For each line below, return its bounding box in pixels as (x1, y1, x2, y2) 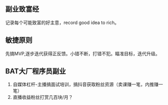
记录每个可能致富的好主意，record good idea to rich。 (5, 19, 119, 26)
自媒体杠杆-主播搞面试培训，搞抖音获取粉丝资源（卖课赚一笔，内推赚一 (12, 81, 163, 88)
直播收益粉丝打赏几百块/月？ (12, 94, 73, 100)
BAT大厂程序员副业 (5, 67, 66, 76)
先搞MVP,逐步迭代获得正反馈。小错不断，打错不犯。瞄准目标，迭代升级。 (5, 50, 160, 56)
